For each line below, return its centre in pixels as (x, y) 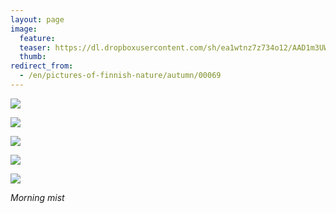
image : (24, 29)
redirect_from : (42, 66)
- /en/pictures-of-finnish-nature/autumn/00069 (120, 76)
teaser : (35, 47)
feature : (37, 38)
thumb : (33, 57)
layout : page (37, 19)
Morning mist (37, 197)
